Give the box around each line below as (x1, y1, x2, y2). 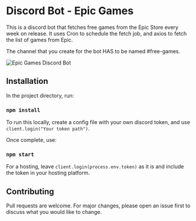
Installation (6, 76, 48, 86)
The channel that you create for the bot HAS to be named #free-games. (6, 47, 181, 54)
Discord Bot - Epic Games (6, 4, 134, 18)
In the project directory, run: (6, 92, 74, 99)
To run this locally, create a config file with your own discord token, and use (6, 119, 191, 126)
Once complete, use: (6, 136, 57, 144)
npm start (6, 151, 34, 158)
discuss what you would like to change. (6, 209, 102, 216)
